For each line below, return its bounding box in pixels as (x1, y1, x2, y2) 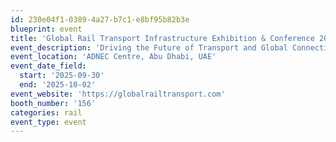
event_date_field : (10, 61, 87, 71)
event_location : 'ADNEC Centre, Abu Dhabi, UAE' (10, 52, 217, 62)
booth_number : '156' (10, 98, 97, 108)
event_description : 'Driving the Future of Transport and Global (10, 42, 288, 53)
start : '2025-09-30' (19, 71, 105, 81)
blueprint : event (10, 24, 83, 34)
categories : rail (10, 107, 83, 118)
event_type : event (10, 117, 87, 127)
